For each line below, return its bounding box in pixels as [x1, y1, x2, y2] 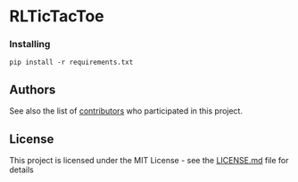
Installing [9, 38, 51, 51]
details [9, 164, 34, 175]
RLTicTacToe [9, 6, 104, 27]
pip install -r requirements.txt [9, 58, 134, 67]
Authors [9, 82, 56, 97]
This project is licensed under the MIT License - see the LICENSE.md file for [9, 155, 289, 166]
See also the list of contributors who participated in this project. [9, 106, 244, 116]
